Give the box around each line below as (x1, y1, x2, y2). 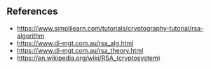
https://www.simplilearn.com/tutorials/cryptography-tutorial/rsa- (16, 24, 204, 32)
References (6, 6, 58, 17)
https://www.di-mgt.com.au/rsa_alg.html (16, 38, 134, 47)
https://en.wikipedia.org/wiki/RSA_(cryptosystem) (16, 54, 161, 62)
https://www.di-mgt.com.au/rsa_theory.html (16, 46, 144, 54)
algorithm (16, 31, 45, 40)
